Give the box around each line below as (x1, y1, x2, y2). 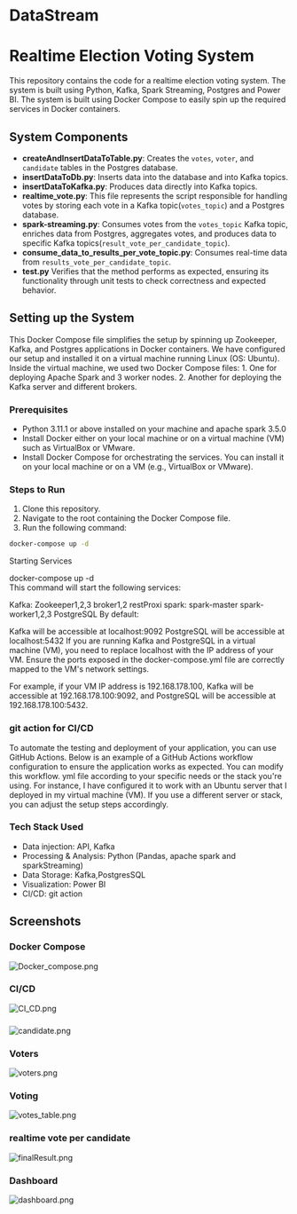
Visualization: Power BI (21, 879, 106, 889)
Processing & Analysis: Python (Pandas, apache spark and (21, 850, 237, 861)
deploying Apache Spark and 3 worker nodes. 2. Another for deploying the (9, 372, 282, 382)
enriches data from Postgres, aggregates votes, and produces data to (21, 228, 277, 239)
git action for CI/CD (9, 722, 94, 735)
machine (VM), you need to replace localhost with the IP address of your (9, 645, 274, 656)
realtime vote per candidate (9, 1132, 131, 1145)
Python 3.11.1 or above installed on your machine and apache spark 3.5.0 (21, 423, 286, 435)
